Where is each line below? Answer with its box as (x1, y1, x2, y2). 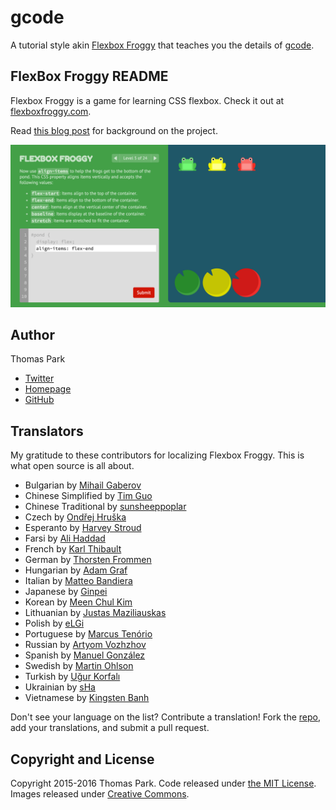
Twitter (24, 372, 55, 385)
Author (10, 327, 55, 344)
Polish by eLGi (24, 617, 85, 630)
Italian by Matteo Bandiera (24, 575, 133, 587)
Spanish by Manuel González (24, 649, 146, 661)
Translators (10, 422, 84, 440)
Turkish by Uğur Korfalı (24, 671, 121, 683)
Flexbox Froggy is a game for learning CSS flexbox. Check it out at (10, 94, 285, 106)
